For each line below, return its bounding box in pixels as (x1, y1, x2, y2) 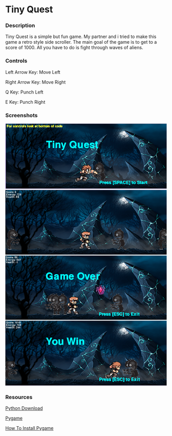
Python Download (5, 405, 43, 411)
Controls (5, 58, 28, 65)
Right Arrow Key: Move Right (5, 79, 66, 85)
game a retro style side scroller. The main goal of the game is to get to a (5, 39, 157, 45)
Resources (5, 393, 33, 401)
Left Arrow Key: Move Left (5, 69, 60, 75)
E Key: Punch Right (5, 99, 46, 105)
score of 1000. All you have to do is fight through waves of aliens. (5, 45, 143, 51)
